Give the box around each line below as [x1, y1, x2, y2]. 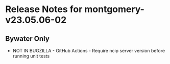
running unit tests [12, 53, 50, 59]
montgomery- [84, 4, 144, 15]
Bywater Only [5, 34, 50, 43]
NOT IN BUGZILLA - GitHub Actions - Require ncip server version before [12, 48, 165, 53]
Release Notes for [5, 4, 83, 15]
